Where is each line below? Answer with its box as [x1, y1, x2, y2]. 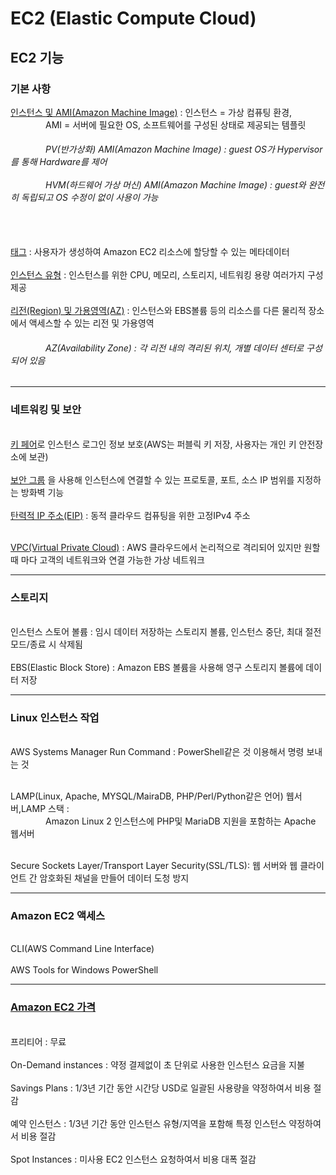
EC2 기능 [10, 49, 65, 66]
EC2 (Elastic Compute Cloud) [10, 7, 257, 30]
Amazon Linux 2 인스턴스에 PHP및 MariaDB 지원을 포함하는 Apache [45, 815, 317, 827]
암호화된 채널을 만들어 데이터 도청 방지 [39, 872, 190, 884]
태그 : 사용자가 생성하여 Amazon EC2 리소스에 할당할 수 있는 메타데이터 [10, 246, 290, 258]
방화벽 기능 [20, 486, 65, 498]
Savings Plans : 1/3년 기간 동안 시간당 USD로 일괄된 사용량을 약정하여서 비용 [10, 1082, 312, 1094]
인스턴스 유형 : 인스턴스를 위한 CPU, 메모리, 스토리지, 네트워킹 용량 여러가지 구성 [10, 269, 324, 281]
